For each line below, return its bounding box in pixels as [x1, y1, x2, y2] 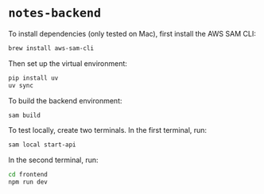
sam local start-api [8, 141, 77, 149]
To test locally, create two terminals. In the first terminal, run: [8, 126, 208, 135]
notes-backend [8, 6, 102, 21]
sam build [8, 111, 41, 119]
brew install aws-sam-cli [8, 44, 94, 52]
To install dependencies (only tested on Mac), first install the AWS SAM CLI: [8, 29, 256, 38]
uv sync [8, 81, 34, 89]
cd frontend [8, 171, 48, 179]
